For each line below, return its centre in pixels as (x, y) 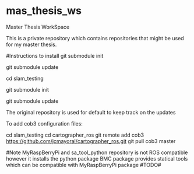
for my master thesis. (31, 44)
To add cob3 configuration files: (45, 123)
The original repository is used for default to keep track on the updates (91, 112)
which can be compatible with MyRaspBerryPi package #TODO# (84, 165)
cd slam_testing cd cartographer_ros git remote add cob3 (75, 135)
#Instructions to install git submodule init (55, 55)
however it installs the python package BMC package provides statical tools (97, 158)
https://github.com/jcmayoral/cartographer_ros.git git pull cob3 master (91, 141)
